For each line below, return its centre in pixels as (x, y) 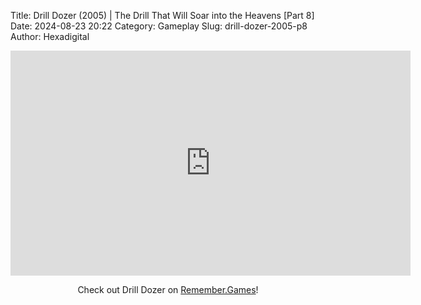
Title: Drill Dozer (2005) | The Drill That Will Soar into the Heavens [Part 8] (162, 15)
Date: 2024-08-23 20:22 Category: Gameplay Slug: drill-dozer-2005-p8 (159, 26)
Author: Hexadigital (50, 36)
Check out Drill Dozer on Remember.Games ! (168, 289)
